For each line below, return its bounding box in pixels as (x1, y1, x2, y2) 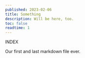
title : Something (5, 12, 41, 17)
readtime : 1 (5, 26, 30, 30)
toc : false (5, 21, 28, 26)
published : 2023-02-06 (5, 7, 52, 12)
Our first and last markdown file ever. (5, 49, 81, 55)
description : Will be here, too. (5, 16, 74, 21)
